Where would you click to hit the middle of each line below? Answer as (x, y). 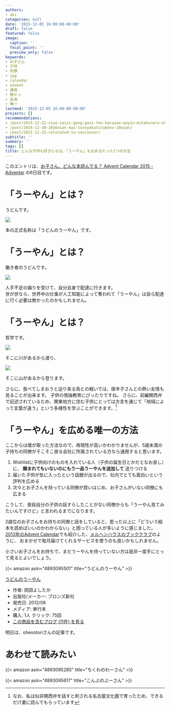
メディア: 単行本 (29, 609)
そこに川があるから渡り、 (32, 358)
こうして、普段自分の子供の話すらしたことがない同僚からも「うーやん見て (83, 505)
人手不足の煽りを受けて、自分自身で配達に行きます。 (60, 287)
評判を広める (26, 481)
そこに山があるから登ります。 (36, 378)
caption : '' (23, 43)
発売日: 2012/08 (29, 603)
